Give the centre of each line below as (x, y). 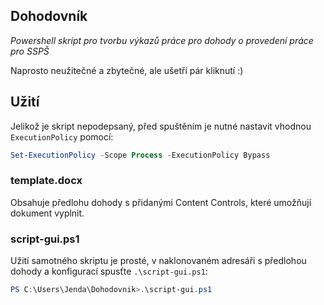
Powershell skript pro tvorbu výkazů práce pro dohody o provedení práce (162, 40)
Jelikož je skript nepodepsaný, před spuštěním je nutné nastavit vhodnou (161, 126)
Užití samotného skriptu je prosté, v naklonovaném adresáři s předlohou (158, 261)
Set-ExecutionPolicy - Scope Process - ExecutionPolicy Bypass (140, 155)
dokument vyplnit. (47, 213)
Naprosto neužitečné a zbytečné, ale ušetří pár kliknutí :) (127, 70)
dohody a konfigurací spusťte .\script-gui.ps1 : (109, 271)
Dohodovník (49, 16)
